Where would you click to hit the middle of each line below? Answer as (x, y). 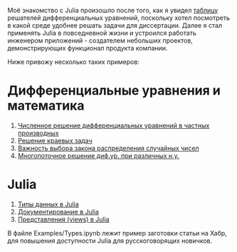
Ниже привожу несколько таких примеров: (74, 62)
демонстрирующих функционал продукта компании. (88, 48)
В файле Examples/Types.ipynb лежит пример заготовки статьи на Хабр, (117, 233)
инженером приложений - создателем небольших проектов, (100, 41)
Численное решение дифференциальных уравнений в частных (114, 125)
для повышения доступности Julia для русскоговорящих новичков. (110, 241)
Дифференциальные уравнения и (114, 91)
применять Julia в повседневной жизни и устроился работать (102, 33)
